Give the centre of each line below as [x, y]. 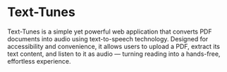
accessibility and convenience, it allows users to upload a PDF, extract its [114, 46]
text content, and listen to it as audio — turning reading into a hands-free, [114, 54]
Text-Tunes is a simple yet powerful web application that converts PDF [110, 31]
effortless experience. [39, 61]
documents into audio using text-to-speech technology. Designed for [108, 38]
